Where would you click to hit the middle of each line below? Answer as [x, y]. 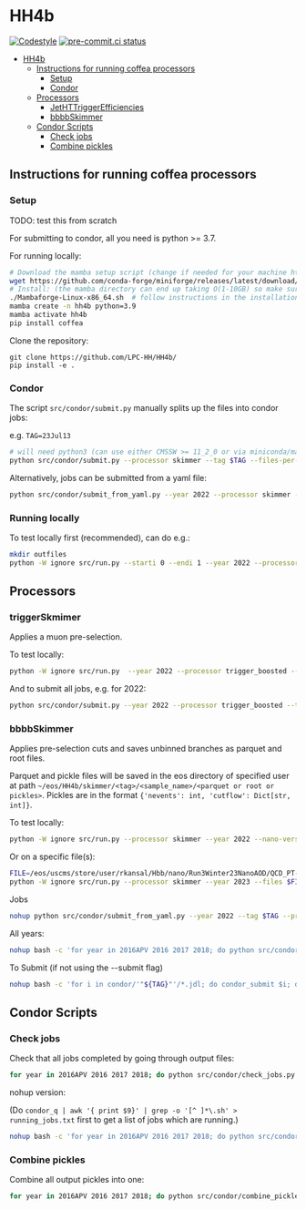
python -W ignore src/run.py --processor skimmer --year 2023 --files [146, 882]
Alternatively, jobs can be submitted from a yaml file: [108, 477]
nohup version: [38, 1092]
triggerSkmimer [46, 618]
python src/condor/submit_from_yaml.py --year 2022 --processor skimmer [150, 494]
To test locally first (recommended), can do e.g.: [100, 538]
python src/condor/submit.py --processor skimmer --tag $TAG [128, 460]
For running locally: [46, 255]
